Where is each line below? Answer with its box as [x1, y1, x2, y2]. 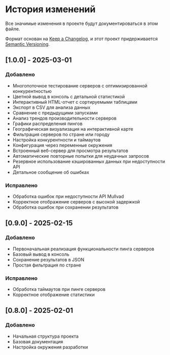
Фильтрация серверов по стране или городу [12, 131, 110, 137]
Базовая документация [12, 338, 63, 344]
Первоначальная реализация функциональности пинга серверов [12, 246, 155, 252]
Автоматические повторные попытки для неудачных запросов [12, 153, 149, 159]
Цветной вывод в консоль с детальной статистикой [12, 93, 125, 100]
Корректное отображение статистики [12, 291, 95, 298]
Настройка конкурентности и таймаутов [12, 136, 101, 143]
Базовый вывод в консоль [12, 251, 70, 257]
